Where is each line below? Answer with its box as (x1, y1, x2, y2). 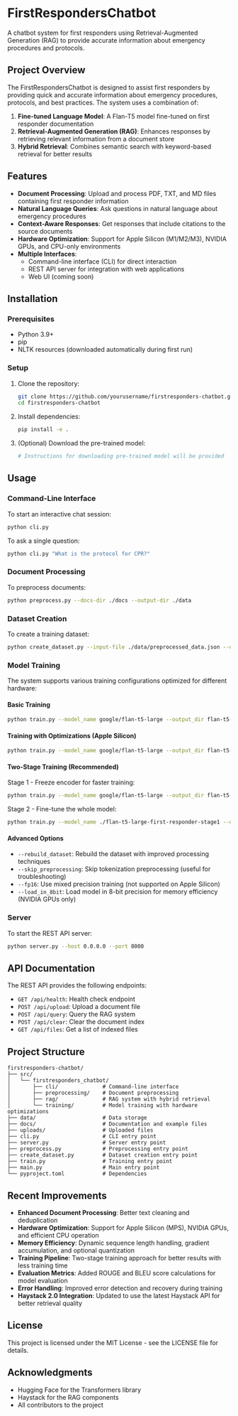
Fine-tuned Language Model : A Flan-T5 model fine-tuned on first (17, 112, 210, 120)
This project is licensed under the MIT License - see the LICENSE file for (7, 1338, 218, 1347)
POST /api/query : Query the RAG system (17, 1010, 136, 1019)
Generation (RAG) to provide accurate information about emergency (7, 36, 205, 44)
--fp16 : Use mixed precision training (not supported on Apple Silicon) (17, 880, 221, 889)
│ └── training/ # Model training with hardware (7, 1102, 198, 1109)
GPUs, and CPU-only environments (17, 242, 121, 250)
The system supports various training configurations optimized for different (7, 676, 227, 685)
